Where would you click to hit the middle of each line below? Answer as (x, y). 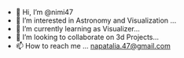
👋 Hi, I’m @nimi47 (44, 12)
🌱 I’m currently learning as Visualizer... (77, 29)
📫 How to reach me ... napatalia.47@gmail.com (93, 46)
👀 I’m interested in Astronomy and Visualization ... (96, 20)
